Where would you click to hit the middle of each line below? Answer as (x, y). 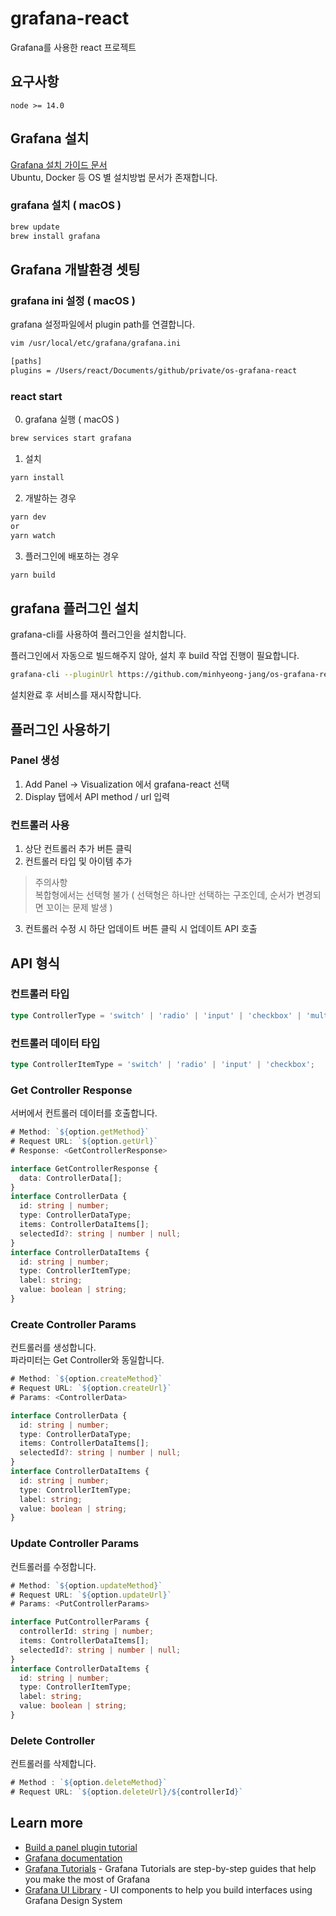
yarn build (33, 575)
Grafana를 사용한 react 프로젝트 (73, 47)
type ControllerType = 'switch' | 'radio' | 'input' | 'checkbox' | (156, 1015)
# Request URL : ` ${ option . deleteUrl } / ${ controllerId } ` (127, 1792)
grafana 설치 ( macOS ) (66, 205)
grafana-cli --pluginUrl (62, 675)
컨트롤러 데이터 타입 (55, 1043)
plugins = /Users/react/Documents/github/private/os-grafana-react (154, 371)
